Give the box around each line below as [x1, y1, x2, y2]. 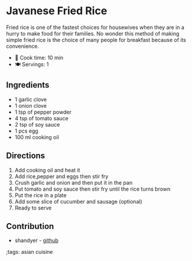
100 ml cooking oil [14, 133, 59, 140]
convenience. [6, 43, 40, 50]
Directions [6, 151, 45, 161]
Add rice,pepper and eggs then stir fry [14, 173, 109, 180]
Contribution [6, 221, 54, 231]
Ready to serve [14, 204, 52, 211]
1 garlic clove [14, 96, 47, 103]
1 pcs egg [14, 127, 38, 134]
